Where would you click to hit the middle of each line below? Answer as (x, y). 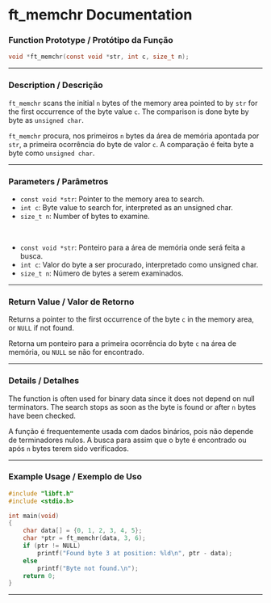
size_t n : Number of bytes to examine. (85, 216)
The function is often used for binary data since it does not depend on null (132, 398)
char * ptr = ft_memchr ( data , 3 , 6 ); (85, 538)
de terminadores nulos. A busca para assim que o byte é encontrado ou (128, 440)
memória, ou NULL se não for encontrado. (77, 352)
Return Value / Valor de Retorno (71, 301)
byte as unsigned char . (46, 120)
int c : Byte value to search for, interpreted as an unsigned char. (127, 207)
